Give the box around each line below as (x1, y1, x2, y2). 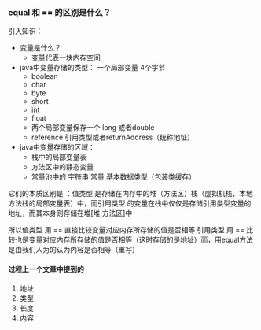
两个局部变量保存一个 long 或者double (31, 123, 155, 132)
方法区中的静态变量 (31, 162, 94, 172)
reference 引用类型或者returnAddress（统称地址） (31, 132, 194, 143)
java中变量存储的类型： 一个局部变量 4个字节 (19, 63, 166, 72)
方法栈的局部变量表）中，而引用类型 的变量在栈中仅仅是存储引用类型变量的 (8, 198, 252, 208)
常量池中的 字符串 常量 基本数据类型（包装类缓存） (31, 172, 197, 182)
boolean (31, 72, 58, 81)
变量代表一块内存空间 (31, 53, 101, 62)
